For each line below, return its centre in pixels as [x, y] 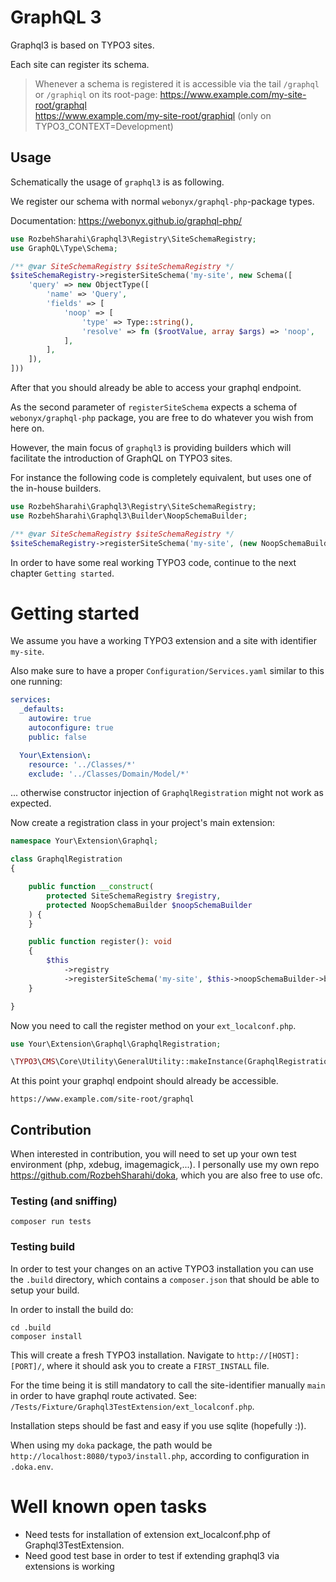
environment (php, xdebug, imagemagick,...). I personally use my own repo [165, 1165]
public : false [57, 737]
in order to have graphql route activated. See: [104, 1395]
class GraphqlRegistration [66, 859]
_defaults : [42, 709]
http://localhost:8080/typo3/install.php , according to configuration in [160, 1455]
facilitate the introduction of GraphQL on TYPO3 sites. [121, 458]
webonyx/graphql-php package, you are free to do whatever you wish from [162, 417]
